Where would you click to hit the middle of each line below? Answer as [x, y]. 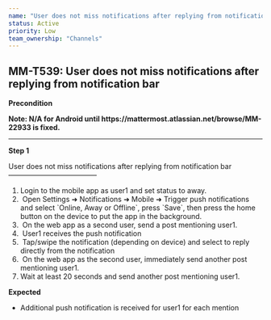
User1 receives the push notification [82, 234]
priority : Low [32, 31]
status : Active [34, 23]
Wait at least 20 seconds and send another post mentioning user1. [130, 276]
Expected [25, 293]
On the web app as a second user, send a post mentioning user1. [130, 225]
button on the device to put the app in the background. [111, 217]
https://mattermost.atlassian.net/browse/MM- [181, 119]
